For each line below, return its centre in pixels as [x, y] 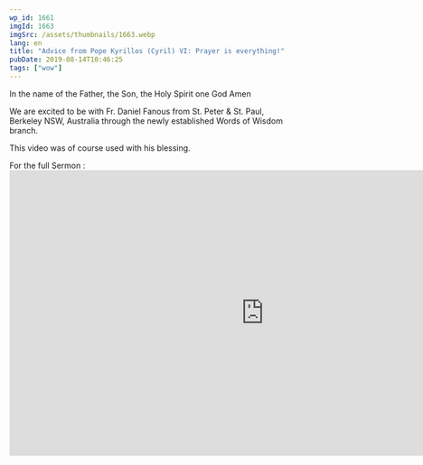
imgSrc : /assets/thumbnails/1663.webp [82, 34]
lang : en [26, 43]
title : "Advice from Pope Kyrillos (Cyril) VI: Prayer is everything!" [147, 51]
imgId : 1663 [32, 26]
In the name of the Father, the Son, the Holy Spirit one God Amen [130, 93]
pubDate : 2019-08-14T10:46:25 [66, 60]
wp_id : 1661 [32, 18]
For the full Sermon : [47, 165]
